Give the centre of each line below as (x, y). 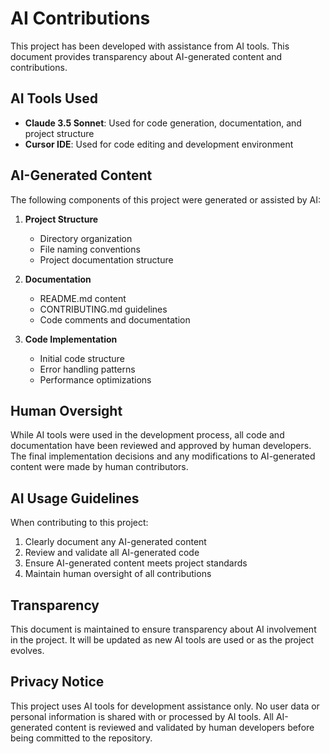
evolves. (27, 650)
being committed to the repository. (81, 738)
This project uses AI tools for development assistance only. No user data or (165, 706)
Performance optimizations (95, 379)
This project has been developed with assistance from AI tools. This (150, 46)
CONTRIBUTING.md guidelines (103, 309)
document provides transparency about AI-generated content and (146, 56)
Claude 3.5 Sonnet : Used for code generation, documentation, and (163, 123)
